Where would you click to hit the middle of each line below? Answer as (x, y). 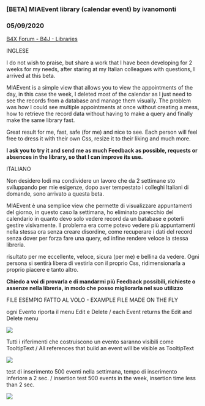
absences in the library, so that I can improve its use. (75, 157)
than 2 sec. (20, 385)
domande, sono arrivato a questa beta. (55, 194)
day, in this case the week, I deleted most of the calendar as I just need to (99, 94)
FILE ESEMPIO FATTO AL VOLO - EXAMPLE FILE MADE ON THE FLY (92, 300)
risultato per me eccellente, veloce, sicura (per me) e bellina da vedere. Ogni (103, 257)
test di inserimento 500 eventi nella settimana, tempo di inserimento (92, 372)
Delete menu (22, 318)
